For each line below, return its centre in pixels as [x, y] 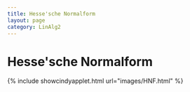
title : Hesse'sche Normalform [52, 14]
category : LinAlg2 [34, 27]
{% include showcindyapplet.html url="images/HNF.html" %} [95, 81]
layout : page [26, 20]
